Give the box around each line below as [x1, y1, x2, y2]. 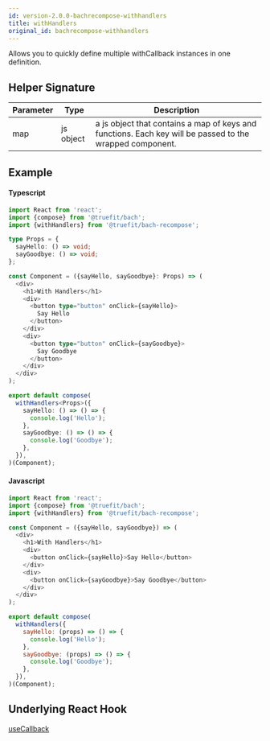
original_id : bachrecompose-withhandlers [8, 27, 149, 35]
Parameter [12, 105, 54, 116]
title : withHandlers [8, 19, 78, 27]
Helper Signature [8, 80, 96, 94]
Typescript [8, 188, 46, 198]
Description [153, 105, 199, 116]
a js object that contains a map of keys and [95, 118, 257, 130]
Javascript [8, 476, 46, 486]
